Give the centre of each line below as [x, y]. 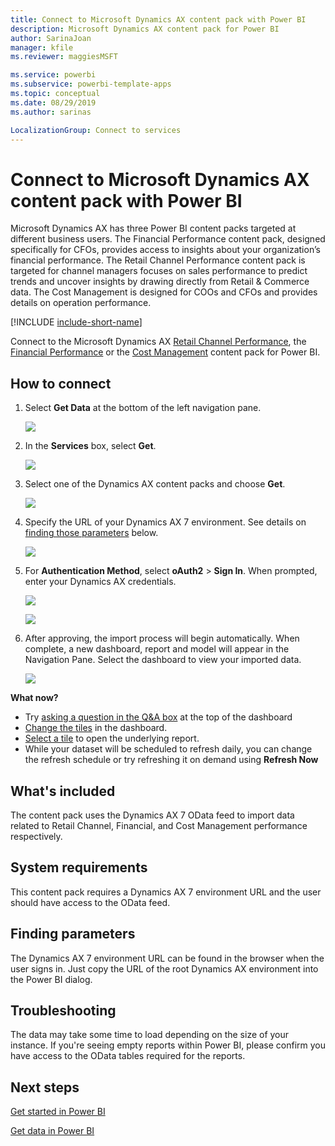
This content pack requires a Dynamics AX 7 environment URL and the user [166, 892]
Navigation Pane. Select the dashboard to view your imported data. [163, 660]
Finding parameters [73, 934]
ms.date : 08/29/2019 [53, 102]
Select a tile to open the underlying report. [112, 738]
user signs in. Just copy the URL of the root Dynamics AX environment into [164, 968]
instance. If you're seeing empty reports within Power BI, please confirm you [168, 1045]
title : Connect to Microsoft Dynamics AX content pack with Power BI [158, 19]
